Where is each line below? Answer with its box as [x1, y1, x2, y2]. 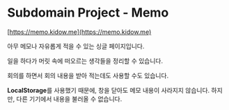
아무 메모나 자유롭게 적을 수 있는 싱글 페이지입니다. [7, 42, 145, 50]
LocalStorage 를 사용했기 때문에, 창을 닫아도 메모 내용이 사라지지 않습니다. [7, 86, 210, 94]
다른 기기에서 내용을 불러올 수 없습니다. [16, 95, 123, 103]
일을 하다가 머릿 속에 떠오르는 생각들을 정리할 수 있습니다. [7, 57, 164, 65]
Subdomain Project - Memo [7, 5, 169, 21]
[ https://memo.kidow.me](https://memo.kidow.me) [7, 28, 152, 36]
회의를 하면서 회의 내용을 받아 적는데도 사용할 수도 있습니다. [7, 71, 169, 80]
